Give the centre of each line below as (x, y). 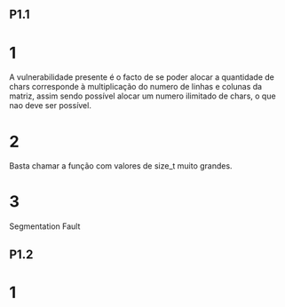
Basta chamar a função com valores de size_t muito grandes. (121, 166)
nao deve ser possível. (50, 106)
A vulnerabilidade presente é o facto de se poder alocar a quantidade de (142, 77)
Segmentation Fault (45, 226)
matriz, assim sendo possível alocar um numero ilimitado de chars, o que (143, 96)
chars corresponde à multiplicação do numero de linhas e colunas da (136, 87)
